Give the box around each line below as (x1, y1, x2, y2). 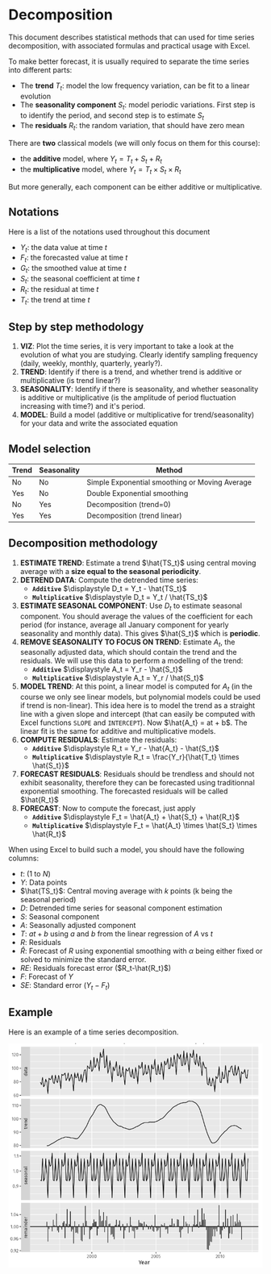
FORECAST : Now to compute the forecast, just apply (19, 804, 196, 814)
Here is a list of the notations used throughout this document (8, 227, 211, 236)
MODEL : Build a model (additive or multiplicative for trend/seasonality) (19, 410, 255, 420)
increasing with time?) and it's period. (19, 402, 146, 411)
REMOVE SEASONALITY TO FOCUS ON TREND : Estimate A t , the (19, 637, 236, 648)
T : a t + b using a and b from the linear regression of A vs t (19, 929, 214, 939)
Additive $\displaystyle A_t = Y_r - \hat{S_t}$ (31, 664, 183, 674)
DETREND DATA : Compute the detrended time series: (19, 575, 199, 585)
